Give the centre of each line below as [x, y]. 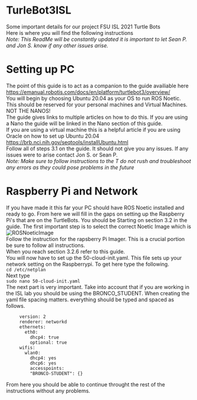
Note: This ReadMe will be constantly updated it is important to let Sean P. [97, 39]
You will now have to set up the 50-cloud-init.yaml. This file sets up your [94, 258]
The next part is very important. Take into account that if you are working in [98, 287]
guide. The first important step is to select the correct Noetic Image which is [99, 226]
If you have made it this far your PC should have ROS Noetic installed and [95, 207]
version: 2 [32, 317]
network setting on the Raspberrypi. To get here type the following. [88, 264]
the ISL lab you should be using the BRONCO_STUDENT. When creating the [98, 293]
